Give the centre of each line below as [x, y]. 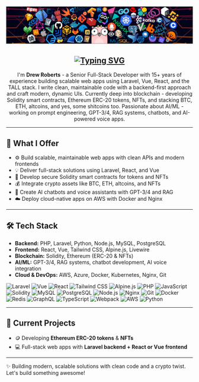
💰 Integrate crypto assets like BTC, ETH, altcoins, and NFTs [88, 184]
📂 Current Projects [41, 323]
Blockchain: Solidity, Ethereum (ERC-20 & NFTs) [74, 255]
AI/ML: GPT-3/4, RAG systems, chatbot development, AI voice [91, 262]
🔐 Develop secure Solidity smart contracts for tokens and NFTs [92, 177]
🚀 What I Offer [33, 143]
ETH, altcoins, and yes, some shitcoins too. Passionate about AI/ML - [99, 106]
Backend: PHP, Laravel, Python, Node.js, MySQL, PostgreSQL [90, 243]
